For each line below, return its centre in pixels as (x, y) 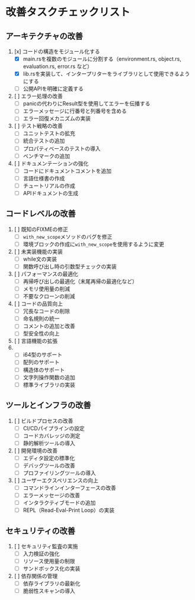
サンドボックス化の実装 (52, 568)
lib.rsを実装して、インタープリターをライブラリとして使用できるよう (106, 74)
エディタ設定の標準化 (49, 458)
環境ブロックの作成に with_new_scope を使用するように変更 (93, 244)
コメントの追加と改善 (49, 326)
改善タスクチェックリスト (68, 12)
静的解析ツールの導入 (49, 443)
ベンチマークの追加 (47, 156)
